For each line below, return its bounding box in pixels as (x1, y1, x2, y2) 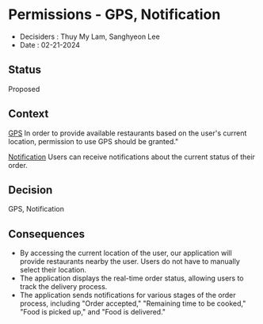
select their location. (19, 265, 87, 275)
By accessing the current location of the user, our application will (19, 248, 232, 258)
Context (8, 107, 49, 120)
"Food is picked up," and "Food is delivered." (19, 307, 166, 317)
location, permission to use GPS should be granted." (8, 136, 179, 146)
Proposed (8, 84, 40, 93)
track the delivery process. (19, 282, 108, 292)
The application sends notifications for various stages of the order (19, 291, 236, 300)
